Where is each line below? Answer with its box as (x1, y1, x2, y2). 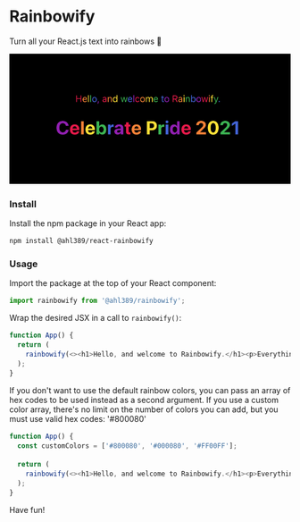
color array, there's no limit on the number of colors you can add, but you (9, 404, 279, 415)
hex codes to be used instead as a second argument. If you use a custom (9, 394, 279, 405)
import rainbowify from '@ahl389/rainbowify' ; (9, 297, 186, 306)
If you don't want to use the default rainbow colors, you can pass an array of (9, 384, 291, 395)
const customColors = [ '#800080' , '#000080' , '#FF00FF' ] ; (17, 441, 238, 450)
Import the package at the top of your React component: (9, 278, 217, 289)
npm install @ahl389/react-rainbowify (9, 237, 154, 246)
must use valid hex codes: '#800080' (9, 413, 147, 424)
